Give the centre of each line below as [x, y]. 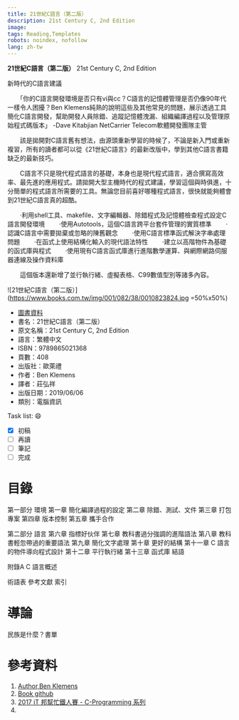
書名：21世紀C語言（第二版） [61, 322]
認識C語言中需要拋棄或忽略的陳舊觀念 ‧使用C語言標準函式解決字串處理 [117, 233]
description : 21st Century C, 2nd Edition [71, 21]
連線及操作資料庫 [38, 260]
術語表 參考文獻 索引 [37, 582]
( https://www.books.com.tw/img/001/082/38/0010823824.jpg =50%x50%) [118, 298]
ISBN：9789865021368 [52, 348]
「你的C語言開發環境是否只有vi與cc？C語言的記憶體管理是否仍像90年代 [123, 98]
